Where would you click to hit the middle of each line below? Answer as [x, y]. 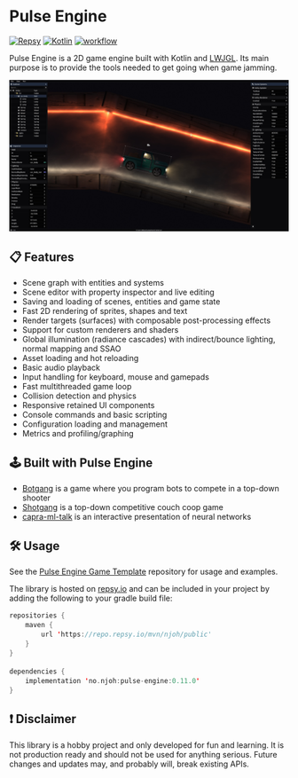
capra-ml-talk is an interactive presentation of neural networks [137, 517]
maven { [39, 625]
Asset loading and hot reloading [80, 358]
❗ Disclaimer [43, 719]
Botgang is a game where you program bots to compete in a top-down [150, 489]
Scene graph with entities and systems [93, 283]
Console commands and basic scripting [94, 415]
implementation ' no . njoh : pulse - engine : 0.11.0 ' [113, 681]
